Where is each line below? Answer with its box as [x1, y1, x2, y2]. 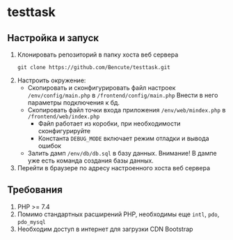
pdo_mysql [17, 218, 47, 225]
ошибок [38, 142, 61, 150]
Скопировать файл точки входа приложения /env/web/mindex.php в [27, 106, 226, 114]
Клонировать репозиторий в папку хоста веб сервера [17, 50, 179, 59]
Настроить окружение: [17, 76, 86, 84]
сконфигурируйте [38, 127, 91, 135]
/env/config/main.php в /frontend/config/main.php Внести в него [27, 91, 218, 99]
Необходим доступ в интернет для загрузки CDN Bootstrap [17, 225, 193, 233]
